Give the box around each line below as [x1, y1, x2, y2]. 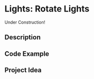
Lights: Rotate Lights [4, 3, 90, 14]
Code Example [4, 50, 49, 58]
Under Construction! [4, 19, 46, 25]
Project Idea [4, 66, 42, 74]
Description [4, 33, 41, 41]
